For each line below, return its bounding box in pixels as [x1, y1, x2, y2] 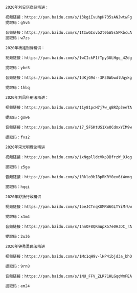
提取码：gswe [5, 115, 30, 120]
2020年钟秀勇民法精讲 [5, 244, 45, 249]
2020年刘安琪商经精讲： [5, 5, 49, 10]
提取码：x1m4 [5, 214, 30, 219]
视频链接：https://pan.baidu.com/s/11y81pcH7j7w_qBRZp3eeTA [5, 105, 132, 110]
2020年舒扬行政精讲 [5, 194, 41, 199]
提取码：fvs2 [5, 135, 30, 140]
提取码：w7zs [5, 35, 30, 40]
